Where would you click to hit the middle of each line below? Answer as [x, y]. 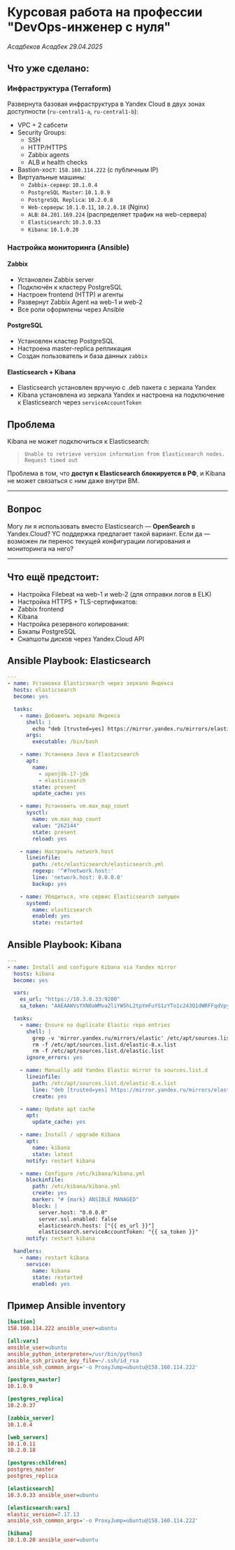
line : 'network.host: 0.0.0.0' [78, 878]
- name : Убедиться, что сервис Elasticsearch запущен [100, 897]
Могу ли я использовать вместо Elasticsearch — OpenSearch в [101, 526]
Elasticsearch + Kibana [42, 372]
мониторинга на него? [41, 548]
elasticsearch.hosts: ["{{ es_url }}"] [97, 1225]
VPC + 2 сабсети [42, 125]
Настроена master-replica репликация [74, 348]
